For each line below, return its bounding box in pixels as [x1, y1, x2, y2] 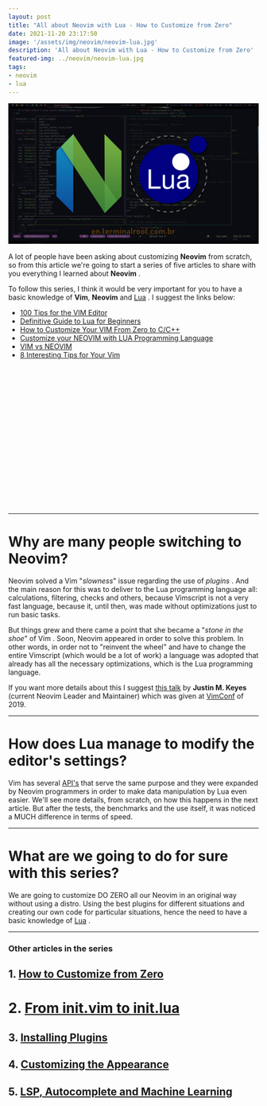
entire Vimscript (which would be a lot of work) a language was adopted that [8, 651, 259, 660]
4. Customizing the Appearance [8, 1058, 169, 1072]
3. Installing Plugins [8, 1031, 108, 1044]
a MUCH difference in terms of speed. [8, 812, 133, 822]
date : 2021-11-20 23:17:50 [8, 29, 98, 37]
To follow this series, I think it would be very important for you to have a [8, 284, 242, 294]
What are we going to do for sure [8, 847, 229, 865]
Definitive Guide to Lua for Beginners [19, 316, 141, 326]
